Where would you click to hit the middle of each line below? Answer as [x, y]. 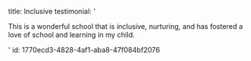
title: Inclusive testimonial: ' [52, 11]
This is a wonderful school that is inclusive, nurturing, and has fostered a [125, 26]
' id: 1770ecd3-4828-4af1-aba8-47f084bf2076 [84, 50]
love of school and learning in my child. [71, 35]
